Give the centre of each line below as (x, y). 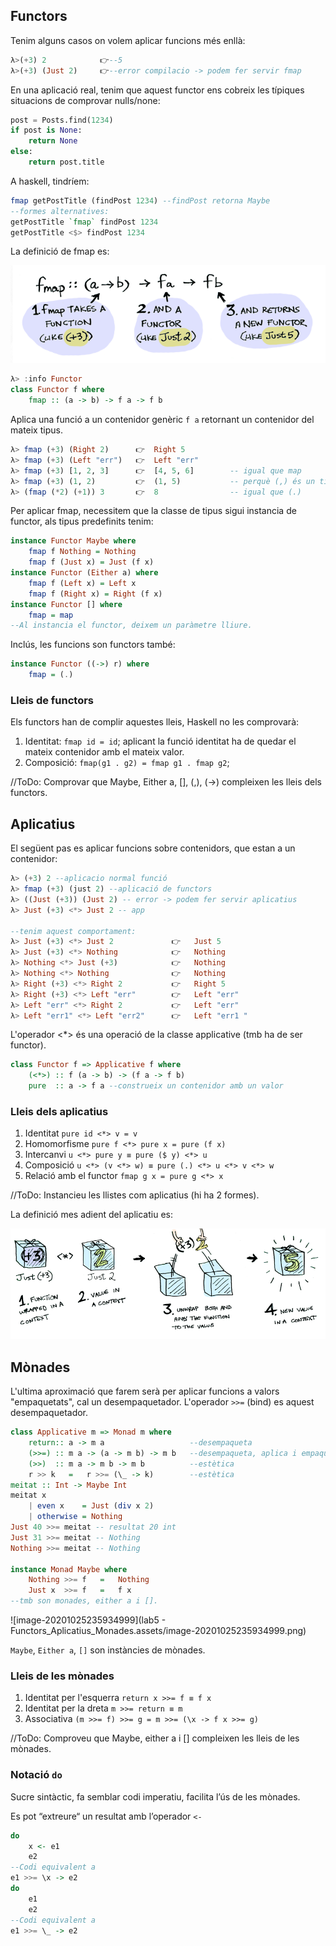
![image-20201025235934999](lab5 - (88, 1620)
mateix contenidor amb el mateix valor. (104, 752)
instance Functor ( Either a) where (84, 573)
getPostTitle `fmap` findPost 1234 (84, 222)
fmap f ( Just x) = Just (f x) (91, 562)
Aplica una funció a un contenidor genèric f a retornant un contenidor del (162, 420)
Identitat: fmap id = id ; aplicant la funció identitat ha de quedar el (160, 741)
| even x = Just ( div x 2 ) (91, 1506)
